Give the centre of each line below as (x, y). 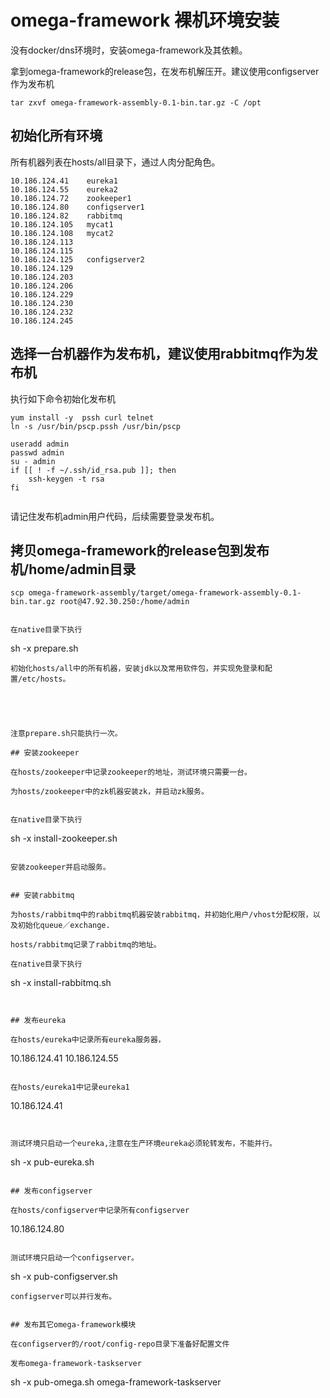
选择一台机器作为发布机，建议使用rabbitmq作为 (157, 354)
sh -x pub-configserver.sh (64, 1277)
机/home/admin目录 (73, 569)
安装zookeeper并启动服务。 (60, 867)
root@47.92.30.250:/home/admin (124, 602)
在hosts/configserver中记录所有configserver (100, 1211)
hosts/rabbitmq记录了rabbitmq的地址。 (86, 945)
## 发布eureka (38, 1021)
